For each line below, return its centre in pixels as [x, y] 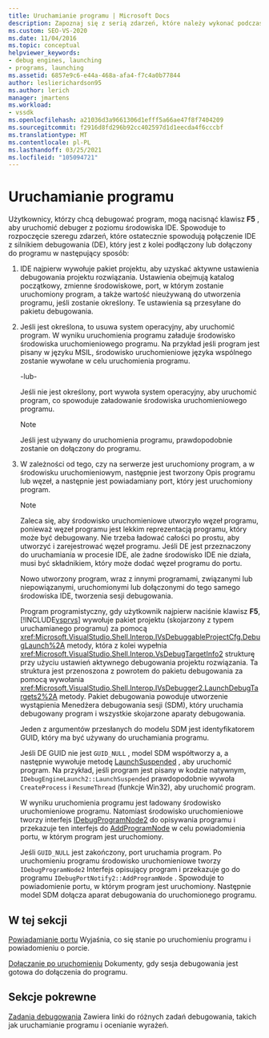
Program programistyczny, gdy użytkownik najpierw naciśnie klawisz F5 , [140, 612]
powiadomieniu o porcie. [49, 948]
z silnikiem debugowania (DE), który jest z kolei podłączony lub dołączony [130, 244]
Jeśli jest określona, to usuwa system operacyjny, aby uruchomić [127, 327]
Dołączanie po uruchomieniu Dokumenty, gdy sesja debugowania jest [123, 963]
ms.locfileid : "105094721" [53, 157]
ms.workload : [30, 105]
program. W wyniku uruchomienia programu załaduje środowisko [128, 335]
